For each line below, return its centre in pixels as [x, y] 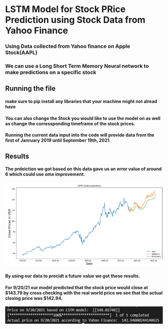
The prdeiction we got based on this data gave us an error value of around [83, 169]
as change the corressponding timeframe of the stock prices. [70, 124]
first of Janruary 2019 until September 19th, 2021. [58, 140]
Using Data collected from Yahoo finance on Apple [68, 46]
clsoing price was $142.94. [34, 298]
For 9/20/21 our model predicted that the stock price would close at [77, 287]
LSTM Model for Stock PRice [65, 9]
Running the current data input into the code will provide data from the [80, 135]
